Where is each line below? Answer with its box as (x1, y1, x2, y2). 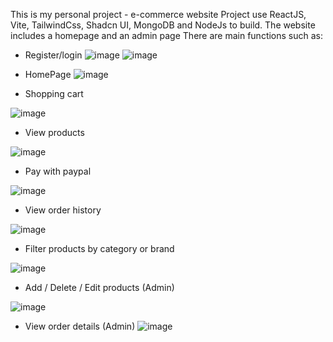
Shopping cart (24, 88, 84, 99)
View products (24, 127, 85, 138)
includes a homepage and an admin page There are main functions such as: (10, 30, 324, 41)
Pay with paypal (24, 165, 92, 177)
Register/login (24, 49, 83, 61)
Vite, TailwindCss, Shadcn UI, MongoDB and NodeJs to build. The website (10, 19, 316, 31)
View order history (24, 204, 102, 216)
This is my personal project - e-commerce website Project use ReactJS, (10, 9, 307, 20)
